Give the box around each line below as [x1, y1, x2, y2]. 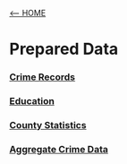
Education [9, 95, 55, 108]
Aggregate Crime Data [9, 142, 109, 155]
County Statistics [9, 118, 87, 131]
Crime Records [9, 71, 76, 83]
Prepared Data [9, 39, 119, 59]
